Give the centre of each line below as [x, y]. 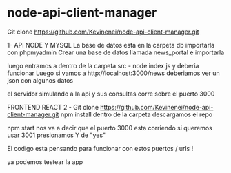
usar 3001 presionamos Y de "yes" [57, 135]
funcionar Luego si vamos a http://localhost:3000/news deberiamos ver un [114, 73]
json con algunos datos [40, 80]
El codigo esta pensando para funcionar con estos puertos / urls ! [100, 148]
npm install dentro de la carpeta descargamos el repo [136, 114]
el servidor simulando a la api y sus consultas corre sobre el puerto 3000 [111, 94]
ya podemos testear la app [45, 162]
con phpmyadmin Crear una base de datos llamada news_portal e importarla [116, 52]
